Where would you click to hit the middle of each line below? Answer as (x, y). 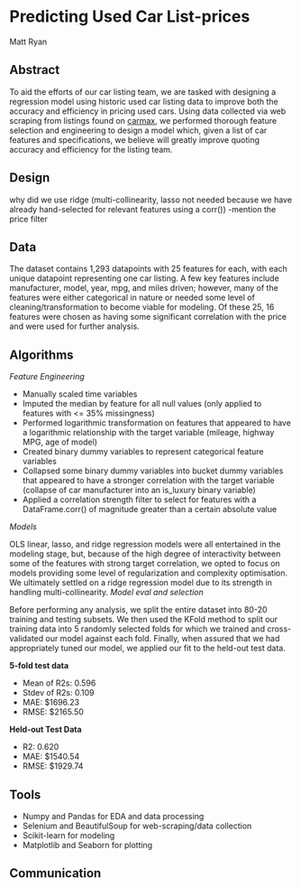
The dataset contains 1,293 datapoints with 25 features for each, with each (149, 269)
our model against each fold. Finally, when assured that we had (162, 639)
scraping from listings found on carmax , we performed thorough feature (143, 120)
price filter (28, 219)
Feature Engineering (47, 377)
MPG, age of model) (59, 442)
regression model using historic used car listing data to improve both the (144, 101)
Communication (55, 873)
